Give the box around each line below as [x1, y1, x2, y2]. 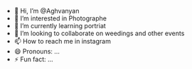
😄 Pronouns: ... [14, 47, 60, 56]
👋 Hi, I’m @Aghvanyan [14, 7, 80, 15]
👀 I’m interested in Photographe [14, 14, 107, 23]
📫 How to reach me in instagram [14, 37, 112, 45]
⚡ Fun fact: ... [14, 55, 53, 63]
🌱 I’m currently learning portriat [14, 22, 107, 30]
